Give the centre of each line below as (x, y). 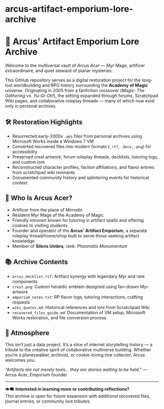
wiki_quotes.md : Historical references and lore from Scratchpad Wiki (81, 307)
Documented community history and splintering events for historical (81, 177)
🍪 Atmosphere (27, 333)
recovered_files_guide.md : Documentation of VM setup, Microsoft (79, 312)
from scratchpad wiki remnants (43, 172)
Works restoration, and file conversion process (59, 317)
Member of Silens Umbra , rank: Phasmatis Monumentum (70, 246)
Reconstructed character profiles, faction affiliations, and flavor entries (83, 167)
